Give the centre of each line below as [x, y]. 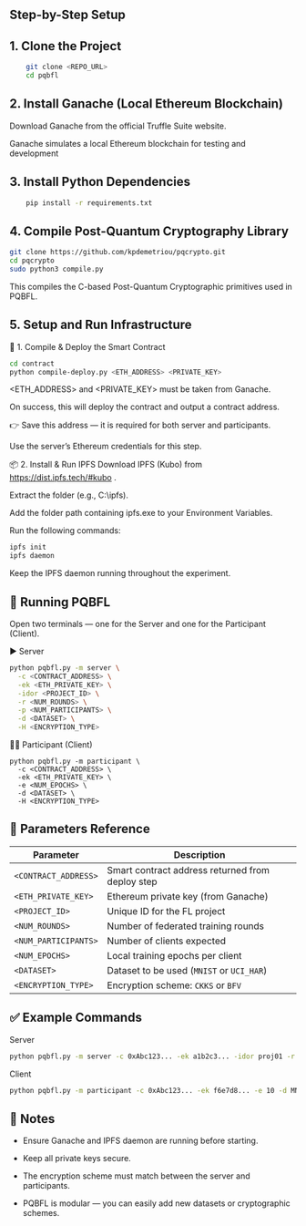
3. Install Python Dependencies [100, 182]
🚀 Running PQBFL [60, 602]
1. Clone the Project [66, 46]
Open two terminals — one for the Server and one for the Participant [138, 624]
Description [199, 854]
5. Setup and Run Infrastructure [101, 325]
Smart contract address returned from [189, 870]
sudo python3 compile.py [56, 269]
